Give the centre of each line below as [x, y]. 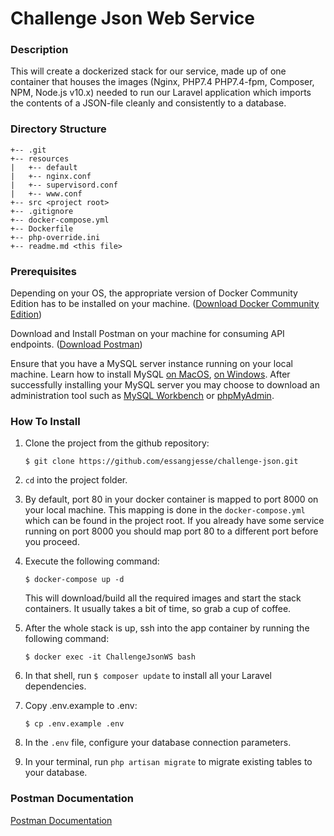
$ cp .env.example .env [74, 724]
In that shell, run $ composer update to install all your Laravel [148, 676]
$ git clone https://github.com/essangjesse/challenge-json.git [161, 462]
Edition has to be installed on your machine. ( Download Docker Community [165, 304]
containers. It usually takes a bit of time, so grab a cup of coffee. [158, 609]
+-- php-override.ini [55, 237]
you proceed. [52, 542]
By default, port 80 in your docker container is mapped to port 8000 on [171, 499]
